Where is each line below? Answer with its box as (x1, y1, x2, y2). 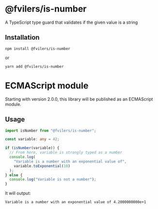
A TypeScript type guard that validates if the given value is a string (5, 19, 138, 25)
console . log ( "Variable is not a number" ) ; (9, 177, 96, 182)
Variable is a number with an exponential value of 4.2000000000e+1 (5, 200, 146, 205)
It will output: (5, 190, 31, 196)
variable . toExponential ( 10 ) (14, 164, 70, 168)
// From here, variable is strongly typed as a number (9, 150, 123, 155)
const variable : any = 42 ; (5, 137, 60, 142)
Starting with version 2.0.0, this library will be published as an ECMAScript (5, 96, 153, 102)
